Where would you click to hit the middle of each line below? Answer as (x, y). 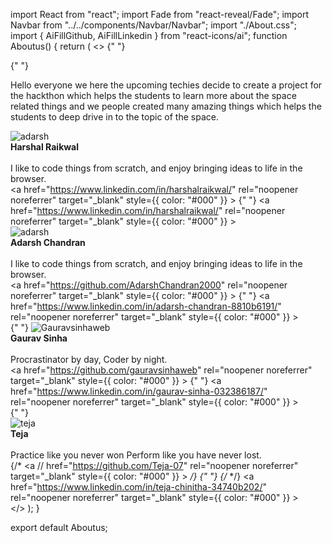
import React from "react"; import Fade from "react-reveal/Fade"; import (160, 14)
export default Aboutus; (59, 527)
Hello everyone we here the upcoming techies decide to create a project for (166, 85)
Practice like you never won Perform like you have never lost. (136, 455)
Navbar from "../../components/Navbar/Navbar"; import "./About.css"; (153, 25)
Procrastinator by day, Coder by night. (89, 359)
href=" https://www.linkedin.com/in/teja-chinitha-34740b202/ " (138, 487)
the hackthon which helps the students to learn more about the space (153, 95)
